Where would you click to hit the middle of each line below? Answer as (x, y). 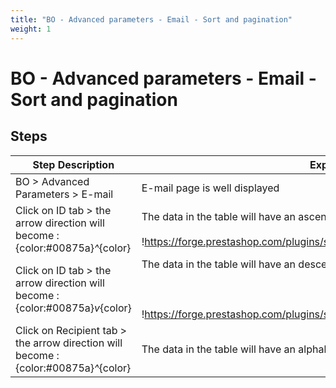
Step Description (73, 164)
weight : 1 (31, 29)
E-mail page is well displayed (210, 188)
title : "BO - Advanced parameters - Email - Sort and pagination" (151, 19)
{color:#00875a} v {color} (73, 308)
